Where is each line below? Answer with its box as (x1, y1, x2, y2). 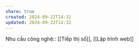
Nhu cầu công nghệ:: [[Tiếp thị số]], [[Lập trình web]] (5, 36, 134, 43)
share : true (5, 8, 35, 15)
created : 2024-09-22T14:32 (5, 14, 72, 20)
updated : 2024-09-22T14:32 (5, 19, 72, 25)
